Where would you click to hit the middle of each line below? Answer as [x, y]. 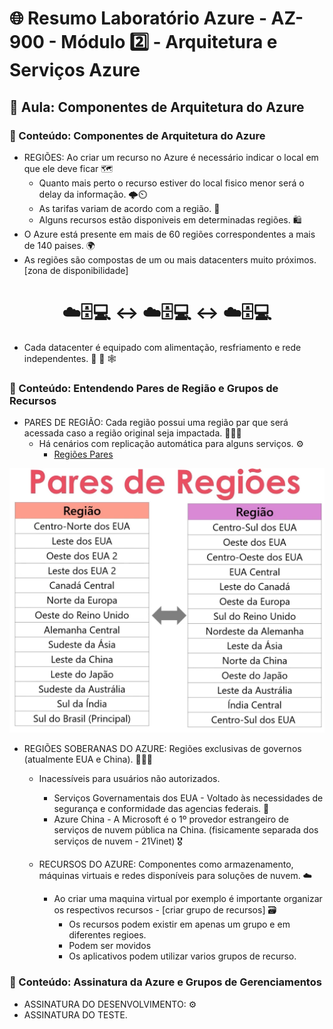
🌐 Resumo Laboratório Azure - [138, 18]
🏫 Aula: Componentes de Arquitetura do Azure [157, 107]
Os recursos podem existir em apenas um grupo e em [179, 924]
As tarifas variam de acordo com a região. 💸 [129, 208]
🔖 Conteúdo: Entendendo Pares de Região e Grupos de [144, 388]
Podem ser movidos [110, 946]
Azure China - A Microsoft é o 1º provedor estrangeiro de [171, 819]
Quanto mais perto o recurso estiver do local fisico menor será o [171, 183]
